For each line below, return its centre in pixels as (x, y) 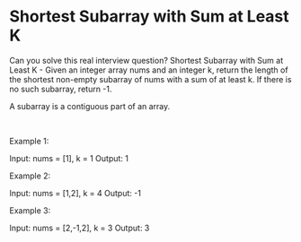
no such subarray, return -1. (61, 89)
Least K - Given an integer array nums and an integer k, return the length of (149, 70)
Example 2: (30, 176)
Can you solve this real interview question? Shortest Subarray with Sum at (146, 60)
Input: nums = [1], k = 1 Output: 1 (69, 158)
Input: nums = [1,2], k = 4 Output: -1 (75, 193)
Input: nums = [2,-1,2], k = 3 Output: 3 (80, 228)
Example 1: (29, 141)
